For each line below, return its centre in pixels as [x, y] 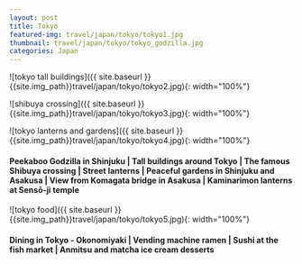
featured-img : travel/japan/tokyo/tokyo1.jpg [96, 34]
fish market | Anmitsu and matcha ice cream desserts [112, 250]
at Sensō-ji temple [44, 189]
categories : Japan [44, 51]
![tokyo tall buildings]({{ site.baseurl [76, 77]
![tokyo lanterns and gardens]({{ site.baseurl [92, 131]
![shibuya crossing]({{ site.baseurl [73, 104]
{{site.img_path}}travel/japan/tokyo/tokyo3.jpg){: [100, 114]
